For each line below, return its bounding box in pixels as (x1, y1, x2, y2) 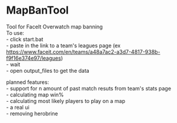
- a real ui (6, 103, 30, 111)
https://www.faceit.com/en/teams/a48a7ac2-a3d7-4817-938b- (6, 48, 161, 55)
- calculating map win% (6, 91, 64, 98)
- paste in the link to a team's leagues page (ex (6, 42, 121, 49)
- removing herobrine (6, 110, 58, 117)
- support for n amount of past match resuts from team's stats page (6, 85, 172, 92)
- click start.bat (6, 35, 43, 43)
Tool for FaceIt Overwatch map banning (6, 23, 103, 30)
